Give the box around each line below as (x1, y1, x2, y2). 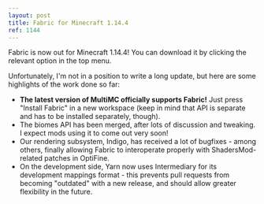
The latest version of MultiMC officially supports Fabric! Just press (19, 95, 244, 105)
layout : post (8, 11, 51, 20)
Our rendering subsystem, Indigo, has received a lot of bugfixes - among (19, 137, 257, 147)
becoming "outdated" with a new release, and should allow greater (19, 179, 236, 188)
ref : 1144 (8, 26, 41, 34)
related (19, 154, 43, 163)
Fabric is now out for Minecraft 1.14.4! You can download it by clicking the (8, 48, 247, 57)
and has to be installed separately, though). (19, 112, 161, 121)
